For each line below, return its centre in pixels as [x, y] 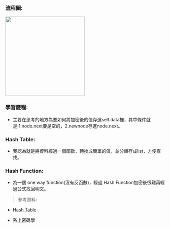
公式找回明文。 [33, 189]
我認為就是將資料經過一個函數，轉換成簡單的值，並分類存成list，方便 [84, 151]
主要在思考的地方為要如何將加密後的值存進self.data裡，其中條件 [79, 119]
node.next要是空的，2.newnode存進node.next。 [72, 126]
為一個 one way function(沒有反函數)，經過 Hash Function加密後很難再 [87, 183]
